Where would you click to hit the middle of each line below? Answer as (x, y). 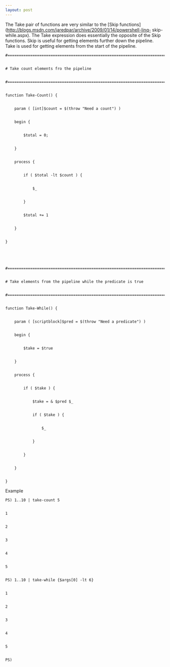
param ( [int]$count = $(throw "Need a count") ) (68, 109)
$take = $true (38, 348)
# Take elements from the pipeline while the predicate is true (74, 282)
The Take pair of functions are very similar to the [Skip (62, 24)
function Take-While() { (31, 308)
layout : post (19, 10)
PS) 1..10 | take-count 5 (32, 500)
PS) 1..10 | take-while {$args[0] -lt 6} (50, 580)
